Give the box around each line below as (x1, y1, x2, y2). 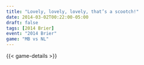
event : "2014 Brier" (6, 31, 57, 37)
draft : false (6, 19, 39, 25)
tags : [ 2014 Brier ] (6, 25, 55, 31)
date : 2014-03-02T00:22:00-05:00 (6, 14, 89, 20)
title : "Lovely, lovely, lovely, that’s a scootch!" (6, 8, 139, 15)
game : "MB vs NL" (6, 36, 49, 42)
